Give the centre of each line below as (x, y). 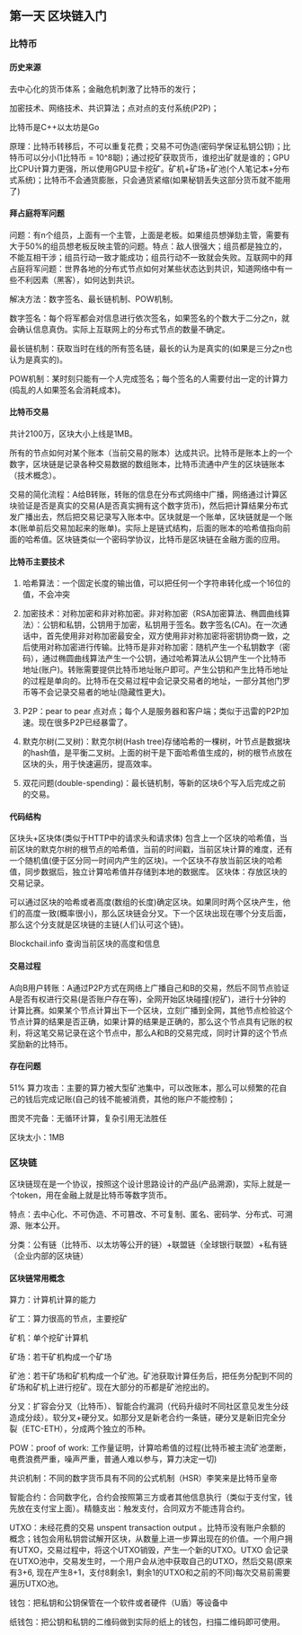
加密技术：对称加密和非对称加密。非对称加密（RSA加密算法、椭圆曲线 (152, 614)
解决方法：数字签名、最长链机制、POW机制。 (93, 298)
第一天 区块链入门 (58, 16)
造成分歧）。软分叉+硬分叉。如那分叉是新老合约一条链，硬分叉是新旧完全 (144, 1418)
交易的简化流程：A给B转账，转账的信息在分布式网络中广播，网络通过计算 (145, 494)
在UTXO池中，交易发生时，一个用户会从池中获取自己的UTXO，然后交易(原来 (151, 1561)
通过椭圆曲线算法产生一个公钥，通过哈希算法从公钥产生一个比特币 (164, 658)
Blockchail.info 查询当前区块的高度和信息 (85, 944)
